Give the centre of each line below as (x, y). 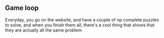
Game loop (22, 8)
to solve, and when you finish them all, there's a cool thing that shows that (80, 25)
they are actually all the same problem (44, 30)
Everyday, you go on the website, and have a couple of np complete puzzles (82, 19)
